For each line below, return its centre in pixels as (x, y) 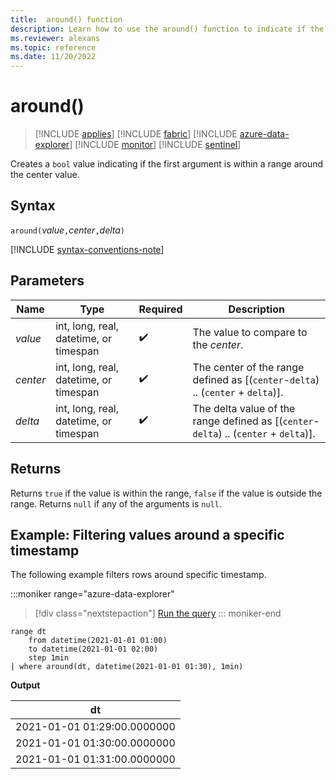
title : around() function (66, 19)
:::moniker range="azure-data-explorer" (92, 594)
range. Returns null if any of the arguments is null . (116, 503)
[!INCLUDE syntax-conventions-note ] (87, 249)
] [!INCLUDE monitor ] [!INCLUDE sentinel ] (155, 145)
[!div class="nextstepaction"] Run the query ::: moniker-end (158, 613)
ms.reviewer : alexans (55, 38)
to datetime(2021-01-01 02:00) (93, 649)
